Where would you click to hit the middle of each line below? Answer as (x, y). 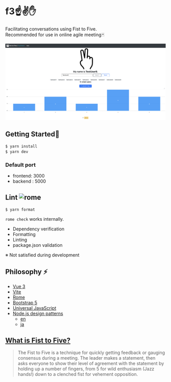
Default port (21, 165)
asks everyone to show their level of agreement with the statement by (91, 363)
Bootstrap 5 (25, 303)
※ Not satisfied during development (42, 255)
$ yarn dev (17, 152)
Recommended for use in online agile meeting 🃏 (55, 35)
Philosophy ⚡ (26, 272)
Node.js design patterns (38, 314)
